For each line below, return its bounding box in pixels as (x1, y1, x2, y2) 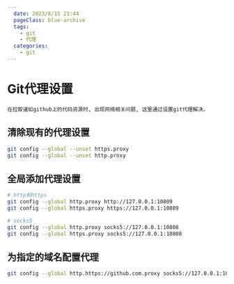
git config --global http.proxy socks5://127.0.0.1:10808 (7, 223, 179, 230)
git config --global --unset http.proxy (7, 152, 127, 159)
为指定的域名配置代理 (7, 251, 99, 263)
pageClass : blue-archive (13, 17, 86, 24)
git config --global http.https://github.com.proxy (7, 270, 160, 277)
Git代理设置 (7, 81, 73, 97)
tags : (13, 23, 30, 30)
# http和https (7, 192, 47, 199)
